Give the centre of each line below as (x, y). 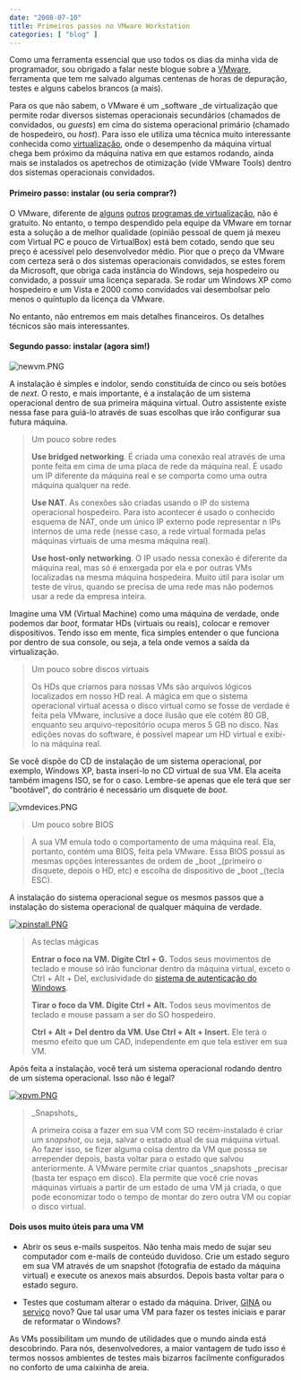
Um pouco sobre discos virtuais (90, 668)
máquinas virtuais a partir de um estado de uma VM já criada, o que (156, 1187)
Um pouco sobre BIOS (73, 824)
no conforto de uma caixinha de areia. (79, 1367)
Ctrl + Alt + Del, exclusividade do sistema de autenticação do (144, 978)
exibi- (275, 734)
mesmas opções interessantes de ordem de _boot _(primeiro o (146, 860)
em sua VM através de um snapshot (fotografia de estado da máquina (151, 1265)
